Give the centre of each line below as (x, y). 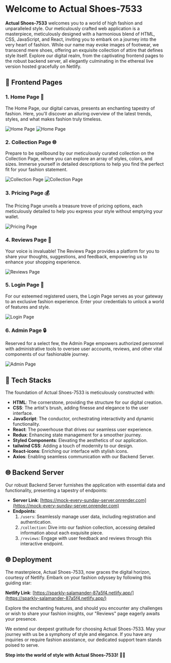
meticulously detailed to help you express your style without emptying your (84, 211)
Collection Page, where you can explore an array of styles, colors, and (79, 158)
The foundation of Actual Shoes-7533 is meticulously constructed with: (80, 392)
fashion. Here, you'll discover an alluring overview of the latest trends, (79, 113)
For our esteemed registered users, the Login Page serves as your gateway (84, 296)
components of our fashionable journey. (47, 354)
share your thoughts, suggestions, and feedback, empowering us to (76, 256)
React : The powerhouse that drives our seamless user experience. (82, 429)
